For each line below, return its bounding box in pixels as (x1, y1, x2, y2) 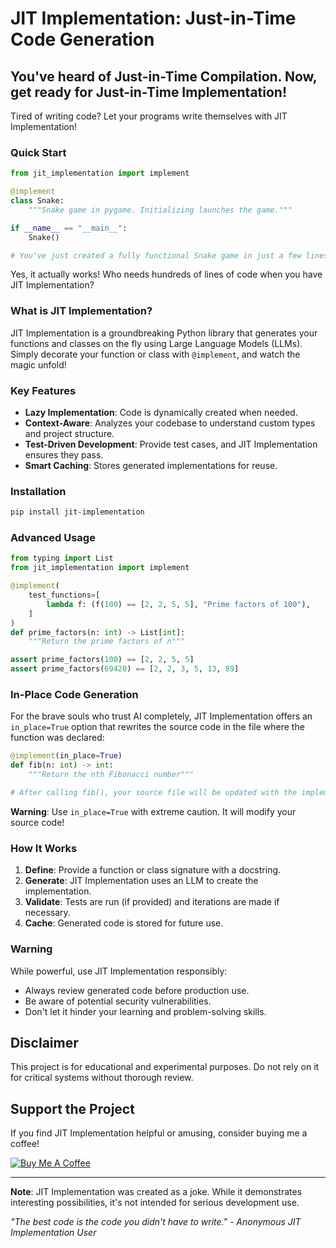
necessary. (24, 907, 71, 919)
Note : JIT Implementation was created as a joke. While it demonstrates (10, 1186, 303, 1198)
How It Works (10, 841, 78, 855)
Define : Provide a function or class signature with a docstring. (24, 864, 282, 876)
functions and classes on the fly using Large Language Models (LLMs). (10, 337, 303, 349)
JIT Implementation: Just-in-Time (10, 7, 297, 30)
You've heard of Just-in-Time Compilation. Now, (10, 68, 318, 85)
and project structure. (24, 428, 115, 440)
